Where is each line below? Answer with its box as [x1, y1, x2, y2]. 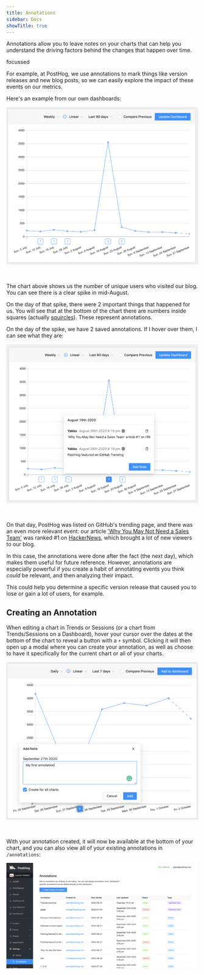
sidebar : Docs [6, 16, 43, 23]
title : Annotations [6, 10, 56, 16]
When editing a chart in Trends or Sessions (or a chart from [6, 624, 155, 631]
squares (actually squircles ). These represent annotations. [6, 314, 153, 321]
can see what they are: [6, 332, 64, 339]
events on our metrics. [6, 83, 63, 91]
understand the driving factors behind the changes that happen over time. [6, 46, 192, 54]
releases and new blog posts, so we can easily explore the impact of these [6, 77, 194, 84]
